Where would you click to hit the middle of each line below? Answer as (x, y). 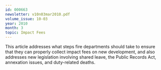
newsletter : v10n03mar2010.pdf (38, 14)
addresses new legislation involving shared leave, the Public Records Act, (81, 57)
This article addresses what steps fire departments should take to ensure (80, 47)
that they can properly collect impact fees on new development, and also (80, 52)
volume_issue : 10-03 (27, 19)
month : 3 (14, 28)
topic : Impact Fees (25, 33)
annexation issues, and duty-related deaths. (50, 62)
